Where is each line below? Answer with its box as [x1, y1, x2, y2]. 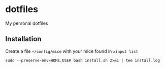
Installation [5, 35, 42, 43]
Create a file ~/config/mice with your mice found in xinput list [5, 48, 139, 54]
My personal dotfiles [5, 20, 48, 26]
